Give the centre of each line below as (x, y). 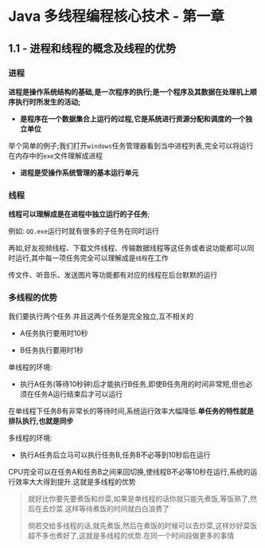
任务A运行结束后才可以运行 (78, 394)
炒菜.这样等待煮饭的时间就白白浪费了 (109, 509)
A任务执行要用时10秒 (54, 333)
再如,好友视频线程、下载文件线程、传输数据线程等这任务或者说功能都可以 (128, 248)
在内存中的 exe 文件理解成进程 (56, 156)
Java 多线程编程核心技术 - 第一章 (116, 16)
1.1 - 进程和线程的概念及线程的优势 (92, 48)
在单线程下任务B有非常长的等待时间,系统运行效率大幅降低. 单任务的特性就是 (131, 411)
